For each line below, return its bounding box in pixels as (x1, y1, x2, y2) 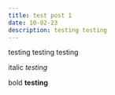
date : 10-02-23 (8, 19, 58, 27)
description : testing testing (8, 26, 108, 34)
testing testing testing (8, 48, 79, 57)
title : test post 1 (8, 11, 72, 20)
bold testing (8, 78, 49, 87)
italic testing (8, 63, 48, 72)
